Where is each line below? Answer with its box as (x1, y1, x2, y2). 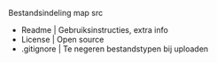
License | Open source (20, 35, 105, 44)
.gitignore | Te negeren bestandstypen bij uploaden (20, 43, 209, 54)
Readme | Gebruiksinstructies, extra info (20, 25, 169, 35)
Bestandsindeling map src (8, 8, 104, 18)
